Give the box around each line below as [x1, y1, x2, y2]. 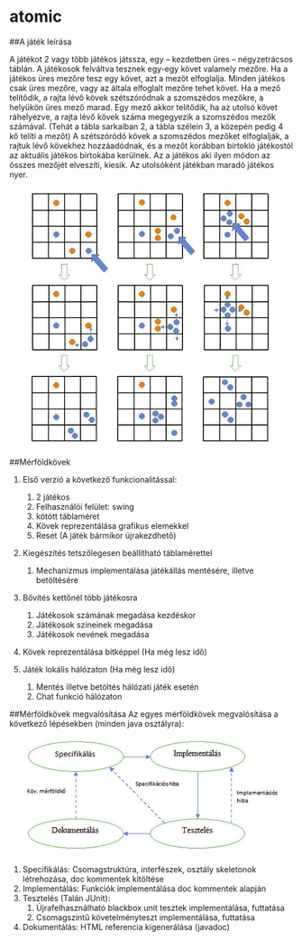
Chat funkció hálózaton [35, 692, 123, 702]
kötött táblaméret [35, 511, 100, 522]
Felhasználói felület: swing [35, 502, 135, 513]
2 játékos [35, 492, 70, 503]
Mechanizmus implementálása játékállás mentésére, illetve [35, 565, 254, 576]
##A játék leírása [9, 36, 72, 47]
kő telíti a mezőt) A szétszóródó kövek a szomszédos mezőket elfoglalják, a [9, 130, 289, 141]
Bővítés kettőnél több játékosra [22, 592, 138, 603]
